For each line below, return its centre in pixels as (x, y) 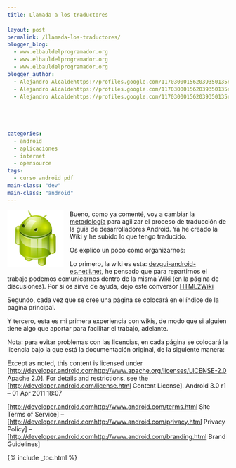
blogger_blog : (28, 45)
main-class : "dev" (34, 186)
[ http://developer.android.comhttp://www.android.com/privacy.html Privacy (117, 422)
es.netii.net (86, 271)
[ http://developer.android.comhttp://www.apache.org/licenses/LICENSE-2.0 (117, 370)
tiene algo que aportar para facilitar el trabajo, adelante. (88, 328)
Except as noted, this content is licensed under (75, 363)
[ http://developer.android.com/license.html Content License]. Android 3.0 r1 (117, 385)
